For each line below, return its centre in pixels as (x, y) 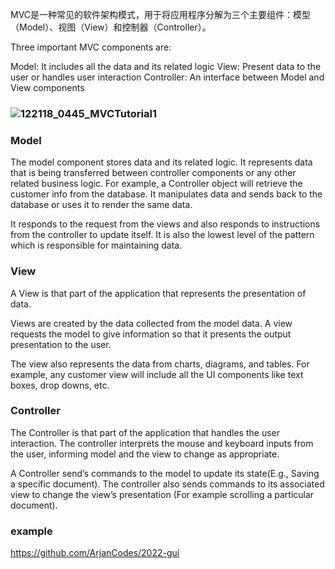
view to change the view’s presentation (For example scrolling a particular (162, 494)
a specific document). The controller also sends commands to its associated (167, 484)
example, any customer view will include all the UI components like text (157, 374)
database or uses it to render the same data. (101, 205)
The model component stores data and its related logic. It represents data (161, 162)
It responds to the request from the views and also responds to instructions (165, 224)
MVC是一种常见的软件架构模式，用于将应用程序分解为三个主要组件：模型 (161, 14)
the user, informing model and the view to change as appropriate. (145, 454)
